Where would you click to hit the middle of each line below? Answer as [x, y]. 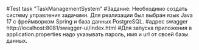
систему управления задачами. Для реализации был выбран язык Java [100, 15]
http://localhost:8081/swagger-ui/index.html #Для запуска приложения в [99, 28]
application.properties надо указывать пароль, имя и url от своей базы [97, 34]
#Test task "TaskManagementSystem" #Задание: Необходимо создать [97, 9]
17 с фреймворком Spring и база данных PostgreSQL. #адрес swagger [97, 21]
